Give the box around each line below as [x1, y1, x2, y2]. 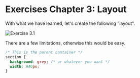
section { [5, 54, 26, 59]
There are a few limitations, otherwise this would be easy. [5, 40, 126, 46]
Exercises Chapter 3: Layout [5, 4, 127, 15]
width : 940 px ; [10, 64, 40, 69]
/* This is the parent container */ [5, 50, 83, 55]
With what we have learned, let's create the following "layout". [5, 20, 135, 26]
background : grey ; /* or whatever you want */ [10, 59, 110, 64]
